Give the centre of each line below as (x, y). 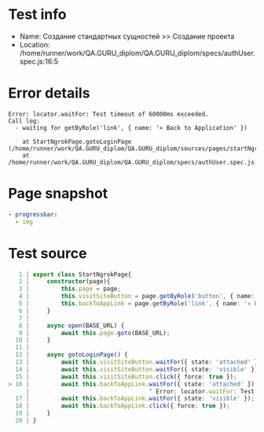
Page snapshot (58, 194)
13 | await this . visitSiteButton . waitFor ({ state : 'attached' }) (138, 362)
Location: (35, 44)
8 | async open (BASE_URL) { (71, 325)
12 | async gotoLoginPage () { (71, 355)
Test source (48, 253)
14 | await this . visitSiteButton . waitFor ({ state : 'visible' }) (137, 369)
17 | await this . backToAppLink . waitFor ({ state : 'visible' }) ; (135, 399)
